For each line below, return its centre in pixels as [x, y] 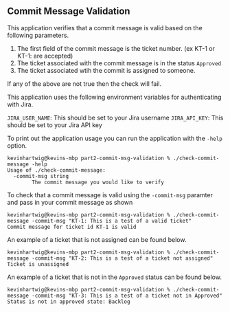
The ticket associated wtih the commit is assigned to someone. [106, 70]
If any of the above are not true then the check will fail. [84, 83]
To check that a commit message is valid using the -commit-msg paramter [110, 194]
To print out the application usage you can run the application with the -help [115, 138]
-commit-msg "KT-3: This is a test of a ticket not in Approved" [127, 296]
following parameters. [38, 35]
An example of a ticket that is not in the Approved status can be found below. [114, 277]
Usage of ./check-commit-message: [57, 170]
